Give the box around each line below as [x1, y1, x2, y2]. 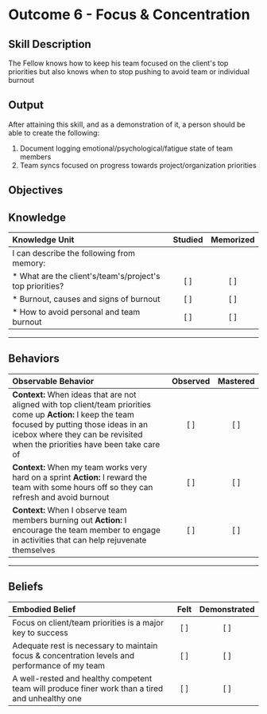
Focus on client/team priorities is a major [12, 617, 164, 628]
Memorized [210, 234, 255, 245]
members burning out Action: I [12, 514, 127, 525]
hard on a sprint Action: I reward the [12, 472, 148, 483]
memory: [12, 257, 46, 269]
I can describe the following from [12, 248, 136, 259]
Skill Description [8, 37, 91, 51]
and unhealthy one [12, 692, 82, 704]
